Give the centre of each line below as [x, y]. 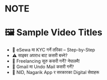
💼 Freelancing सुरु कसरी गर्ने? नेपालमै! [46, 61]
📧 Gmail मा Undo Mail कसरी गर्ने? [43, 67]
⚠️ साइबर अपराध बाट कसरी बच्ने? [40, 55]
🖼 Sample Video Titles [54, 32]
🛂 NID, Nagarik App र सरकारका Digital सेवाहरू [56, 72]
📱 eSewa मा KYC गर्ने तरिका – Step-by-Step [54, 50]
